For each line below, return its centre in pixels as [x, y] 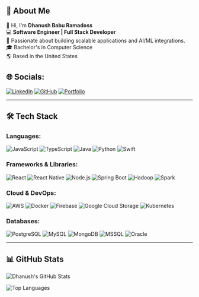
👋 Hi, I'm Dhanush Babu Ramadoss [49, 25]
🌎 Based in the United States [42, 56]
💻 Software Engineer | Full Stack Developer [61, 32]
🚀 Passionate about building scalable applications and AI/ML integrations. [96, 40]
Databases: [23, 221]
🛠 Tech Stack [32, 116]
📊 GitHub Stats [35, 259]
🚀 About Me [28, 11]
